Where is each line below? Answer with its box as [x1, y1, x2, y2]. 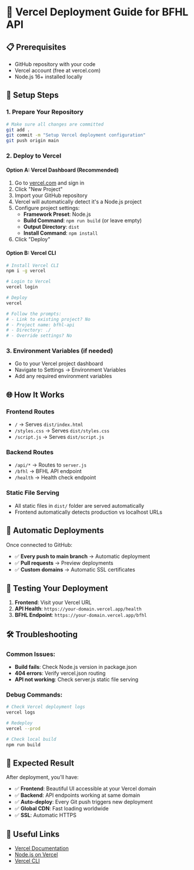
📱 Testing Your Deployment [6, 583, 108, 593]
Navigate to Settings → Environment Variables [14, 366, 126, 373]
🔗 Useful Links [6, 829, 60, 839]
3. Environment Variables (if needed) [6, 347, 113, 355]
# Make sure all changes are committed [6, 121, 104, 127]
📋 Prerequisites [6, 42, 66, 52]
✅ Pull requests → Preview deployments [14, 559, 113, 566]
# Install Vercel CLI [6, 262, 59, 268]
